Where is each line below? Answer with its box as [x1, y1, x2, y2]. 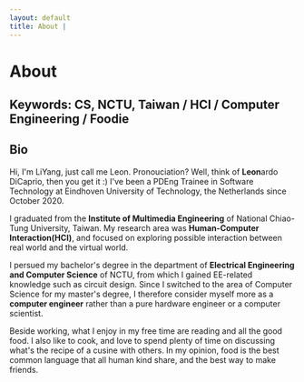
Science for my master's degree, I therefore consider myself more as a [9, 288, 274, 299]
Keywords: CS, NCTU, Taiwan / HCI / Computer [9, 97, 279, 113]
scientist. [9, 307, 44, 318]
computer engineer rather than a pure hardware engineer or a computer [9, 297, 281, 309]
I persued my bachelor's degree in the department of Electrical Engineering [9, 259, 295, 270]
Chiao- [269, 213, 295, 224]
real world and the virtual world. [9, 242, 129, 253]
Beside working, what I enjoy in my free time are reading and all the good [9, 325, 283, 337]
